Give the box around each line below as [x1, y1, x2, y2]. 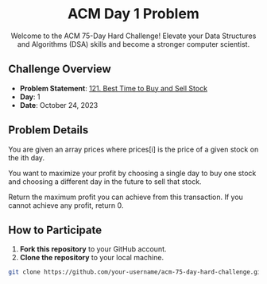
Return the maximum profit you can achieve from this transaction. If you [8, 192, 244, 201]
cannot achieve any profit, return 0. [8, 200, 124, 210]
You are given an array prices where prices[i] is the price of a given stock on [8, 144, 259, 154]
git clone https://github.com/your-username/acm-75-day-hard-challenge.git [8, 268, 265, 276]
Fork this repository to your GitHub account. [19, 244, 167, 254]
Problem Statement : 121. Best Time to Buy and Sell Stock [19, 83, 208, 93]
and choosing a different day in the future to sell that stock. [8, 176, 202, 186]
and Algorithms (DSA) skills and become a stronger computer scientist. [17, 39, 250, 48]
